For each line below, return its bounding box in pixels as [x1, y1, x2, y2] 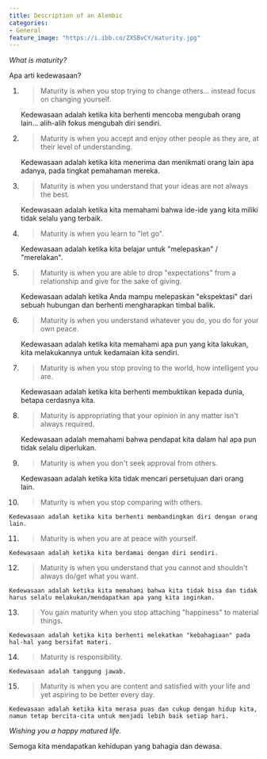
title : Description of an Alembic [9, 11, 124, 20]
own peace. [40, 324, 79, 334]
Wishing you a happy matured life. [9, 726, 122, 736]
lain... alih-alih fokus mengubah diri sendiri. [20, 118, 162, 128]
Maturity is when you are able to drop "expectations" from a [40, 268, 236, 278]
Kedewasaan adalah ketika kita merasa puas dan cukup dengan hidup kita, [9, 705, 258, 714]
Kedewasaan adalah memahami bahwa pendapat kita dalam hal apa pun [20, 435, 257, 444]
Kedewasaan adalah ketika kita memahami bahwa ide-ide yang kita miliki [20, 205, 258, 215]
